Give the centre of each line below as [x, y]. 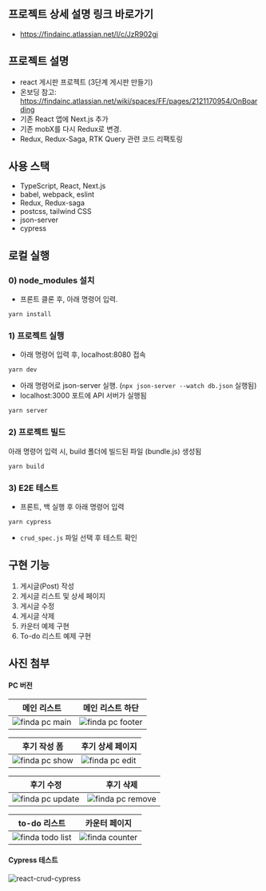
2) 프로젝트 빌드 [37, 432]
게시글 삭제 [37, 616]
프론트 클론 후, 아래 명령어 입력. [69, 299]
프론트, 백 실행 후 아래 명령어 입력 [72, 507]
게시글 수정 [37, 606]
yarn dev [23, 370]
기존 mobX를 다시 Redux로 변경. [71, 129]
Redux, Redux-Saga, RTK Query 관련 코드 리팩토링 [101, 139]
